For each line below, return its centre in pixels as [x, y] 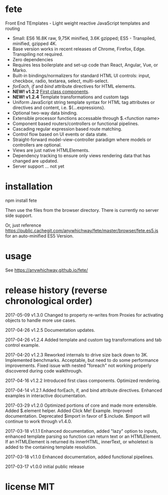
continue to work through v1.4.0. [39, 421]
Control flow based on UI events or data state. [60, 134]
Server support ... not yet [38, 166]
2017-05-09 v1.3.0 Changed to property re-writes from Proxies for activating [84, 315]
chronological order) [49, 301]
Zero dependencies [33, 59]
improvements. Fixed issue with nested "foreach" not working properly [78, 365]
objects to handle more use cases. [41, 320]
